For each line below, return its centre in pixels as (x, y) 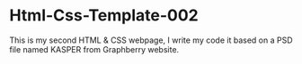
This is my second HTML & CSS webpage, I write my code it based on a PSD (151, 40)
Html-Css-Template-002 (104, 16)
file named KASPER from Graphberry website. (94, 49)
